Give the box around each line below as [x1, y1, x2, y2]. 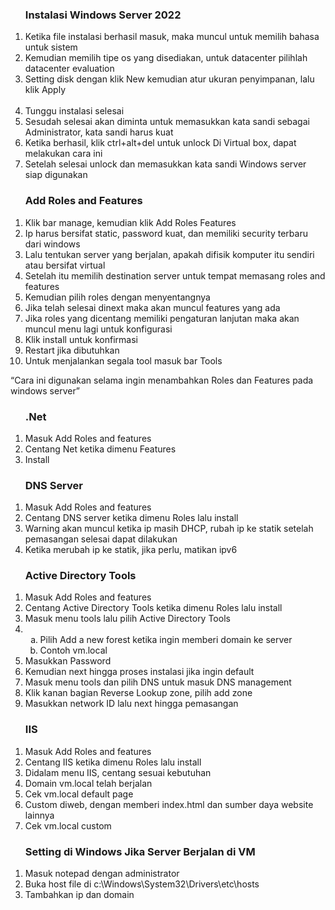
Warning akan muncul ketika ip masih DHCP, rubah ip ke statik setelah [24, 523, 314, 535]
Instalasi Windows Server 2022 [24, 8, 182, 22]
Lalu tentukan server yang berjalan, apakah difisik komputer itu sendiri [24, 248, 315, 260]
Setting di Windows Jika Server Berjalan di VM [24, 844, 256, 858]
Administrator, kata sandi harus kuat [24, 126, 174, 138]
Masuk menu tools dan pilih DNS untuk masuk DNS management [24, 676, 292, 688]
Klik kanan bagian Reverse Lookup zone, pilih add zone [24, 687, 253, 699]
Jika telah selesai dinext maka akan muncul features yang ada [24, 301, 281, 313]
